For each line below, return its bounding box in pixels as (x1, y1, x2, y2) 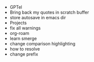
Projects (9, 20, 27, 26)
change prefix (9, 51, 38, 57)
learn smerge (9, 35, 37, 41)
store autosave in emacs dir (9, 15, 66, 20)
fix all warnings (9, 25, 41, 31)
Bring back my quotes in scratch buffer (9, 9, 90, 15)
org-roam (9, 31, 30, 36)
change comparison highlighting (9, 41, 75, 46)
